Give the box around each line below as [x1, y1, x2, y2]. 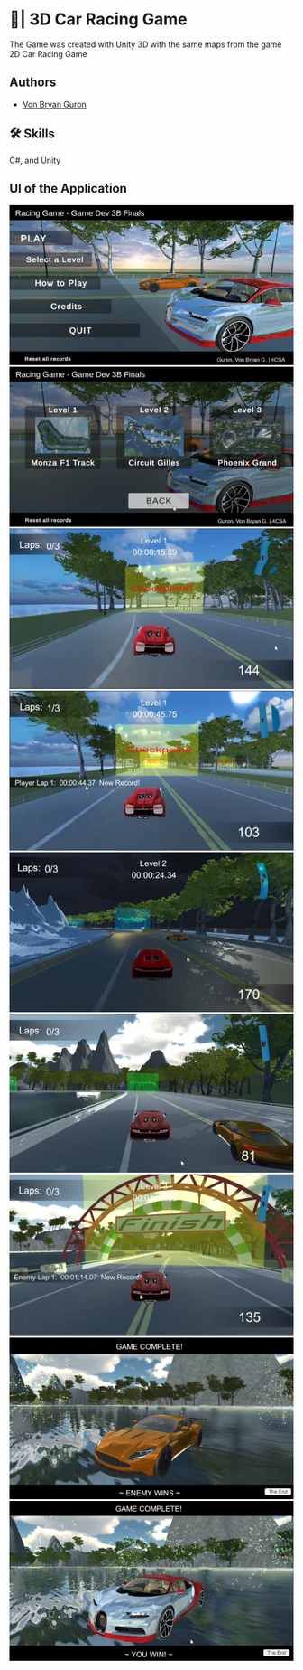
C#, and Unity [9, 155, 61, 165]
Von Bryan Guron [22, 99, 87, 109]
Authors [9, 75, 57, 90]
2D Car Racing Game [9, 48, 87, 59]
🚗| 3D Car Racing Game [9, 9, 188, 30]
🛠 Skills [9, 127, 56, 142]
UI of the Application [9, 181, 128, 196]
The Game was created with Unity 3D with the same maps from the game [9, 39, 282, 50]
